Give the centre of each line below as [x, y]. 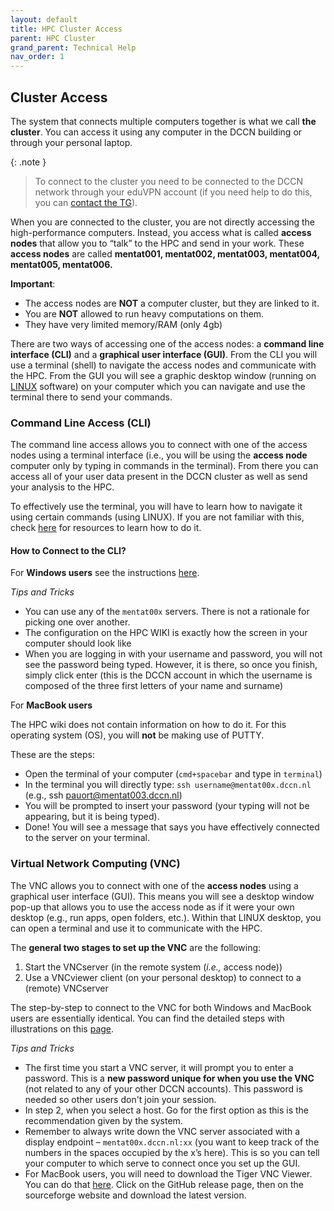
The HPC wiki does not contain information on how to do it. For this [148, 725]
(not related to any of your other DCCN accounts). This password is [163, 1088]
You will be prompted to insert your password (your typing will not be [167, 806]
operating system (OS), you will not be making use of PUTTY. [137, 735]
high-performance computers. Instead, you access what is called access [161, 232]
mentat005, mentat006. [61, 264]
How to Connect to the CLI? [68, 550]
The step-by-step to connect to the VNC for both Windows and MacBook [161, 1007]
